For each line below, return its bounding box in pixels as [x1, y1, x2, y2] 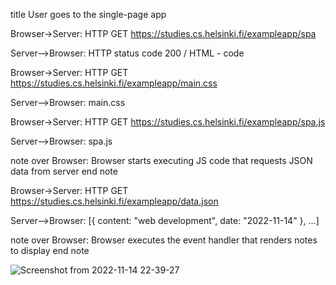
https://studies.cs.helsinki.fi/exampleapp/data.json [10, 195, 219, 207]
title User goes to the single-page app [10, 9, 167, 20]
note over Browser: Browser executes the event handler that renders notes [10, 234, 318, 246]
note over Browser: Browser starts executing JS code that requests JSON [10, 155, 313, 166]
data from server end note [10, 165, 118, 177]
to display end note [10, 245, 90, 256]
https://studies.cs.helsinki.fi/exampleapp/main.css [10, 77, 218, 89]
